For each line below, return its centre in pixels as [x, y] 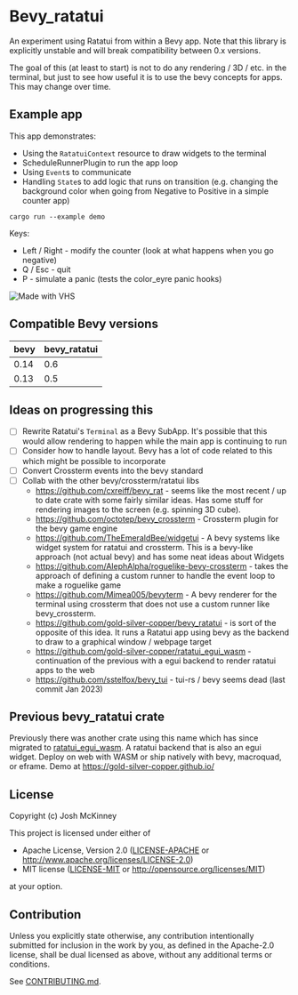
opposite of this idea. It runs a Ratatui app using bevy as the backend [162, 632]
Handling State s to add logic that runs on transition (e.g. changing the [150, 181]
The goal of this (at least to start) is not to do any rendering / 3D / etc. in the [148, 68]
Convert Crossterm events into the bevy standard [113, 470]
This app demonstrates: [52, 136]
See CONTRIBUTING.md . [55, 982]
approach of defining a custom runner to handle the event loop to [155, 575]
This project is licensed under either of [80, 833]
